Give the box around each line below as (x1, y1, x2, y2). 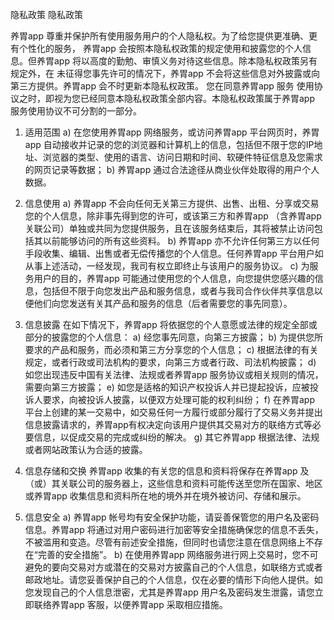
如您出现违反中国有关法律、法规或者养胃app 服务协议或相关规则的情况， (24, 369, 324, 380)
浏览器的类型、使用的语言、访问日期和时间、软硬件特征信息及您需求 (42, 151, 323, 163)
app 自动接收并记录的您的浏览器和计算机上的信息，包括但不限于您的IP (24, 139, 315, 150)
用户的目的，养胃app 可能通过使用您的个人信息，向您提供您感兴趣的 (33, 273, 315, 284)
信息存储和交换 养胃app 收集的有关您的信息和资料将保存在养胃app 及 (24, 465, 310, 477)
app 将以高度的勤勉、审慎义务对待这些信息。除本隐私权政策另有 (53, 55, 318, 67)
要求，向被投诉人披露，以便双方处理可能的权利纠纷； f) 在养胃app (42, 394, 315, 405)
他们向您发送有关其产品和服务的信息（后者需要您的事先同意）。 (33, 298, 293, 309)
